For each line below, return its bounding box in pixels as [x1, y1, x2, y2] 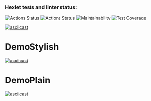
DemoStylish [5, 41, 59, 53]
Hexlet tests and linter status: [5, 4, 77, 11]
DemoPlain [5, 75, 51, 86]
